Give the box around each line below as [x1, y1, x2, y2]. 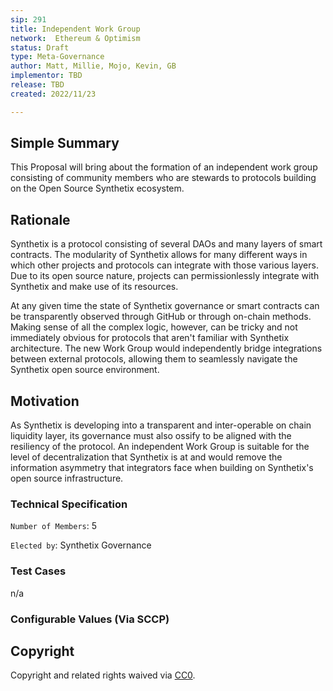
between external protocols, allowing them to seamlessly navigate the [10, 353, 298, 365]
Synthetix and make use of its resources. [10, 281, 179, 293]
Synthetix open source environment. [10, 364, 160, 376]
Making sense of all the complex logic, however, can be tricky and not [10, 321, 298, 333]
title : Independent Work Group [10, 24, 141, 34]
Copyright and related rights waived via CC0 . [10, 669, 196, 681]
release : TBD [10, 80, 65, 90]
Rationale [10, 211, 71, 228]
